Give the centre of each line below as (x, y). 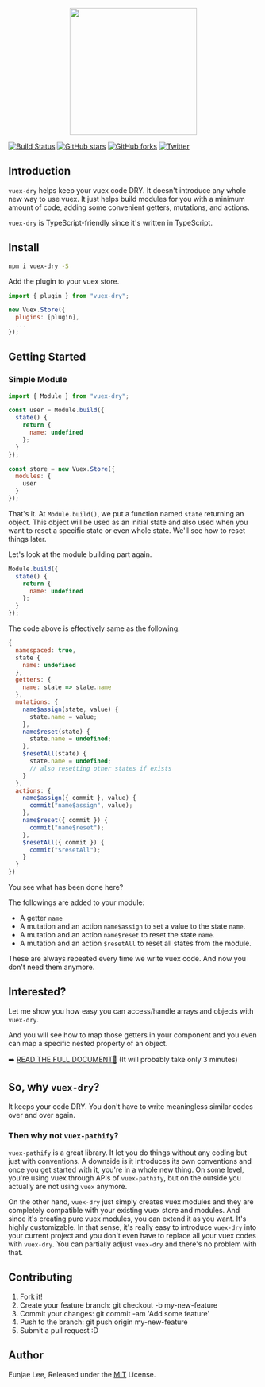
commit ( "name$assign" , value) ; (81, 806)
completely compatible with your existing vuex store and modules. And (124, 1210)
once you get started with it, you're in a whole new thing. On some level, (126, 1169)
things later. (27, 539)
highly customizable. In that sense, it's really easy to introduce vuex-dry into (132, 1227)
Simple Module (38, 380)
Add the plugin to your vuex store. (64, 281)
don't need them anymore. (52, 967)
